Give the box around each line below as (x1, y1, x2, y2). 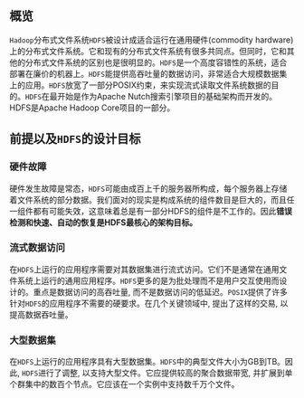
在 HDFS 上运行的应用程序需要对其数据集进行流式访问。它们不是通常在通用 (9, 263, 280, 274)
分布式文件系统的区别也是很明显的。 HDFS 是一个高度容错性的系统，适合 (24, 57, 288, 68)
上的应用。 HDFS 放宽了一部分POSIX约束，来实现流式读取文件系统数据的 (9, 80, 271, 90)
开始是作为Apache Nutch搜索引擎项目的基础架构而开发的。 (57, 90, 278, 101)
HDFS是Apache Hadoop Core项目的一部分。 (9, 102, 176, 113)
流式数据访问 (9, 242, 66, 254)
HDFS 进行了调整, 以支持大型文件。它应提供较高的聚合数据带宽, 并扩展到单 (21, 367, 293, 378)
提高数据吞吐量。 (9, 308, 73, 319)
